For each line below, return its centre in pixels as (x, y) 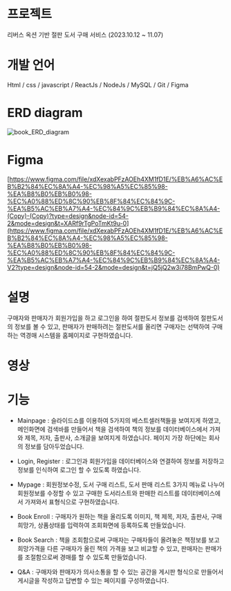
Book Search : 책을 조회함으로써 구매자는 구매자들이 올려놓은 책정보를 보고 (118, 540)
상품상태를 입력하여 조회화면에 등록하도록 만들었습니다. (112, 525)
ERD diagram (45, 113)
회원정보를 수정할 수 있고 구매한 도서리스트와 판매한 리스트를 (99, 493)
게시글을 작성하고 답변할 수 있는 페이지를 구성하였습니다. (93, 580)
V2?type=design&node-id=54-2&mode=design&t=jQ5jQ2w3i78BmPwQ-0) (113, 267)
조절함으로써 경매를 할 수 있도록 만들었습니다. (85, 557)
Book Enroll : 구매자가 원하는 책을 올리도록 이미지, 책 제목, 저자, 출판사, (113, 516)
